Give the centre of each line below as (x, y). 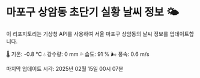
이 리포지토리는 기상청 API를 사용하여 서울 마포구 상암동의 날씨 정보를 (87, 34)
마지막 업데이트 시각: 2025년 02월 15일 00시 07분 (65, 68)
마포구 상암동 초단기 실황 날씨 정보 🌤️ (92, 12)
